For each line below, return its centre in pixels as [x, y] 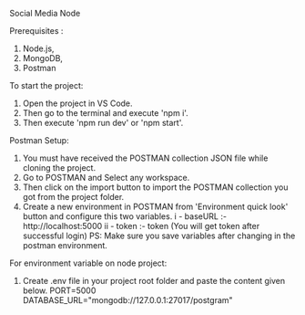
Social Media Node [45, 13]
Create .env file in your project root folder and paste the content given [154, 281]
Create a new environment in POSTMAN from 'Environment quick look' [155, 206]
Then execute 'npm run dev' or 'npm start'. [103, 123]
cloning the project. [59, 168]
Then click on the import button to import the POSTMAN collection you [155, 187]
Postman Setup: [40, 140]
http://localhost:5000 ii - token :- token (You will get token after [141, 226]
